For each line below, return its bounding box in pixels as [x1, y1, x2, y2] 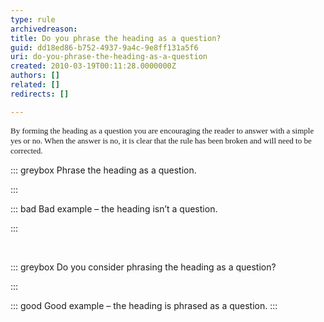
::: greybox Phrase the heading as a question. [10, 164, 197, 176]
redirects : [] [10, 89, 70, 99]
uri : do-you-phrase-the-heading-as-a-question [10, 52, 208, 62]
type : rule [10, 14, 56, 25]
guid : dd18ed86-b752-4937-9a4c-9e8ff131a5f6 [10, 42, 199, 53]
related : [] [10, 80, 60, 90]
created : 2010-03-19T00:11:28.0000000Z [10, 61, 177, 71]
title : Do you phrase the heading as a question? [10, 33, 222, 43]
